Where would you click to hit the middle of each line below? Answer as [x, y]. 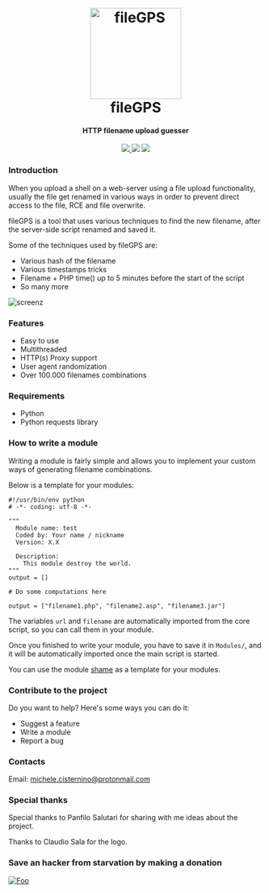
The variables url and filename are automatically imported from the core [129, 621]
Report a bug [42, 740]
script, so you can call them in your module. [81, 630]
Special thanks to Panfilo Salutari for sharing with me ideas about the [123, 818]
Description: [38, 556]
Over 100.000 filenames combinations [83, 375]
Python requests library [59, 422]
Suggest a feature [50, 723]
